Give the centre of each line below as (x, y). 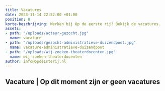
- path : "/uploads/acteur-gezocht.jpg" (47, 33)
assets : (13, 29)
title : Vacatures (23, 10)
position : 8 (18, 19)
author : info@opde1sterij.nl (36, 61)
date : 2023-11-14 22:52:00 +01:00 (42, 15)
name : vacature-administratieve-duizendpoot (57, 47)
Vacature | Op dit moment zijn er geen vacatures (83, 82)
